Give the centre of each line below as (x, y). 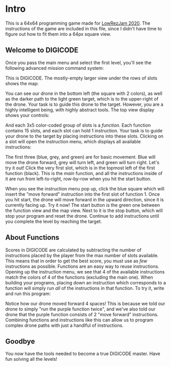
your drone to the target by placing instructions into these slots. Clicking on (84, 136)
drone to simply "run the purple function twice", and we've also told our (80, 309)
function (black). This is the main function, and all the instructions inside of (84, 173)
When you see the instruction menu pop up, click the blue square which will (85, 188)
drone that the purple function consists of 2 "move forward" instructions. (82, 314)
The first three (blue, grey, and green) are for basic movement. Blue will (80, 157)
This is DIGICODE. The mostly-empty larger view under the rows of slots (81, 78)
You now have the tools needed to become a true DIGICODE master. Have (83, 354)
